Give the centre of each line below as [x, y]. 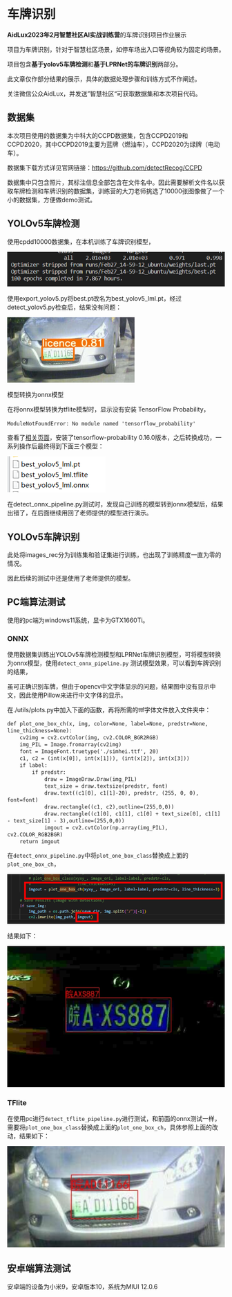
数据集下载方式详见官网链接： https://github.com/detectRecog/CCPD [105, 168]
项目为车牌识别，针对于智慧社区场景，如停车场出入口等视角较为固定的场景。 [116, 49]
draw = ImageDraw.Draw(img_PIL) [90, 779]
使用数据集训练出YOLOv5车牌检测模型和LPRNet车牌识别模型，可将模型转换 [114, 655]
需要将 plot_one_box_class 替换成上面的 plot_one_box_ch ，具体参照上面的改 [113, 1127]
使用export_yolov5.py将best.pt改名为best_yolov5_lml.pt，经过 [94, 299]
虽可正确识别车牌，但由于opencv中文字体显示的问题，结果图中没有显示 [108, 687]
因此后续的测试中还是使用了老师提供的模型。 [71, 579]
